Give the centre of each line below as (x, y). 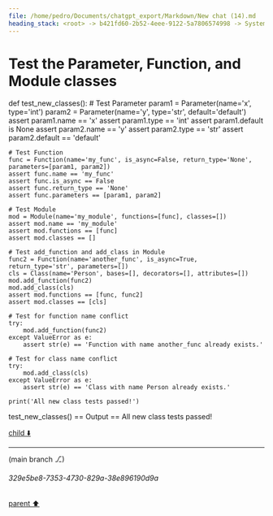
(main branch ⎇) (37, 459)
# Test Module (32, 210)
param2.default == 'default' (55, 138)
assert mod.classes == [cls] (58, 302)
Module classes (63, 81)
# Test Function (36, 153)
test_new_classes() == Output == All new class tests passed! (110, 417)
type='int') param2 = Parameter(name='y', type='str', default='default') (128, 112)
